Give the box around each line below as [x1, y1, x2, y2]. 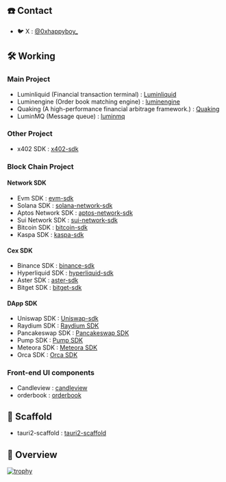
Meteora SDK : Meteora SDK [16, 343, 98, 352]
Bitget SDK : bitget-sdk [16, 284, 82, 292]
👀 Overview [7, 448, 58, 461]
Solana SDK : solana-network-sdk [16, 201, 113, 209]
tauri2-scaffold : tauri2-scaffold [16, 429, 107, 437]
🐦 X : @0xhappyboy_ [16, 27, 79, 35]
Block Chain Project [7, 161, 74, 171]
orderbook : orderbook [16, 391, 82, 399]
